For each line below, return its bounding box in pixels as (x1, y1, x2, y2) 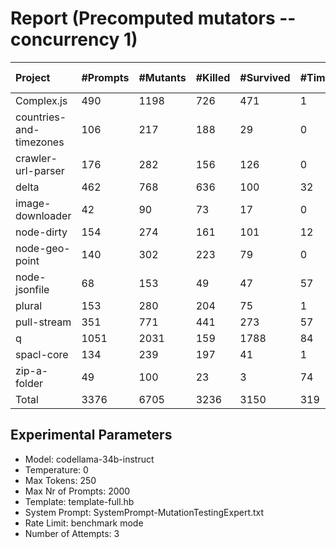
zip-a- (15, 363, 49, 377)
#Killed (195, 70, 231, 84)
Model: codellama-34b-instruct (24, 453, 155, 465)
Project (15, 70, 51, 84)
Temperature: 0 (24, 463, 89, 476)
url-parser (15, 163, 65, 177)
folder (15, 376, 44, 390)
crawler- (15, 151, 58, 165)
